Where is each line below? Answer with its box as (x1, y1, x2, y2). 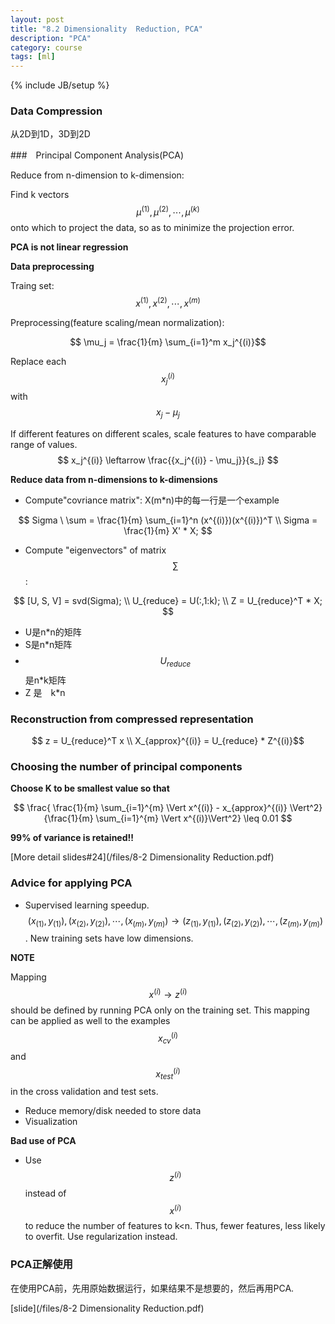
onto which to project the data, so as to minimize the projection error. (10, 222, 295, 234)
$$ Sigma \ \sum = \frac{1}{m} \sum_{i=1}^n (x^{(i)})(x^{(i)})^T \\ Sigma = (18, 514, 318, 526)
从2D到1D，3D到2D (10, 128, 91, 140)
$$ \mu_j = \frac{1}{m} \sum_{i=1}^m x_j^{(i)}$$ (69, 336, 267, 348)
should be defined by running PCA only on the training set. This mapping (10, 1004, 310, 1016)
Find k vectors (10, 189, 70, 201)
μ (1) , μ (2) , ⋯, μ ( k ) (136, 204, 200, 218)
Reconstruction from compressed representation (10, 712, 254, 726)
